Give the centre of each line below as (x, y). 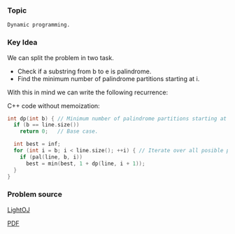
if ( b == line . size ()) (47, 125)
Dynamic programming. (39, 25)
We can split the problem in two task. (60, 57)
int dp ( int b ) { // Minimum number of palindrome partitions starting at (117, 118)
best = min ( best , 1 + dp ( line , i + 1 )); (85, 163)
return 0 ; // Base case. (59, 131)
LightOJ (19, 210)
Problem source (35, 194)
